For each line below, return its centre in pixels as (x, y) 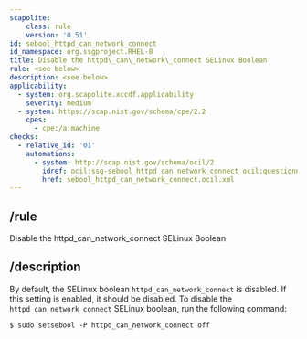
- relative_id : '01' (57, 145)
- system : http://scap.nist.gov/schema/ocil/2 (124, 162)
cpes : (37, 120)
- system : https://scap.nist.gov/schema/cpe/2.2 (112, 111)
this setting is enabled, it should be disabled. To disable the (121, 299)
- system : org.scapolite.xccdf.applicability (106, 94)
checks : (24, 137)
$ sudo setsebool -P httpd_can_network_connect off (110, 325)
